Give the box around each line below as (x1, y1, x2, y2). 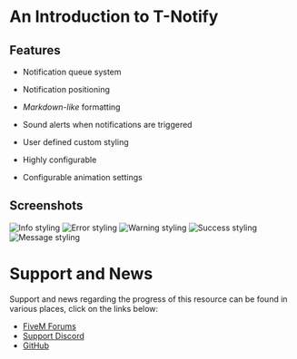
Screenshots (9, 198, 84, 214)
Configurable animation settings (22, 172, 143, 182)
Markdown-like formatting (22, 102, 121, 112)
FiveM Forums (22, 320, 77, 332)
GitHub (22, 340, 50, 351)
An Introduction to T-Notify (9, 6, 219, 27)
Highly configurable (22, 154, 97, 165)
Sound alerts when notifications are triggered (22, 120, 193, 130)
